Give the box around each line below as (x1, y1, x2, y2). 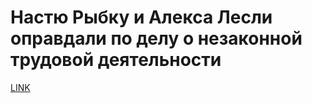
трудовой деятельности (10, 49, 222, 71)
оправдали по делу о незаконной (10, 27, 303, 50)
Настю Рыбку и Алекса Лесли (10, 6, 273, 29)
